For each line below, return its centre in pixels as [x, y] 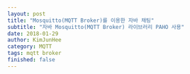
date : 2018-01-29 [33, 33]
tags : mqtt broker [34, 54]
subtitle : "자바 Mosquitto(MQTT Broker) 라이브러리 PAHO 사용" [96, 27]
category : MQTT [30, 47]
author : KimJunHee [34, 40]
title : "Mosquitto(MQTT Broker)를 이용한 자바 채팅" [81, 20]
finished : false [31, 60]
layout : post [27, 14]
